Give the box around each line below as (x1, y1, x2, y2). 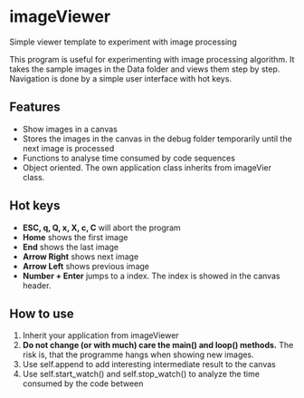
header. (22, 279, 52, 291)
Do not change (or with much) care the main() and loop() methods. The (22, 340, 294, 351)
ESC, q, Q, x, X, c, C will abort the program (22, 222, 181, 233)
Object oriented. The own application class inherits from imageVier (22, 161, 271, 173)
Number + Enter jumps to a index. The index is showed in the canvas (22, 270, 280, 281)
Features (9, 100, 61, 115)
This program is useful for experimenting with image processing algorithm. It (9, 53, 295, 64)
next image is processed (22, 142, 115, 153)
